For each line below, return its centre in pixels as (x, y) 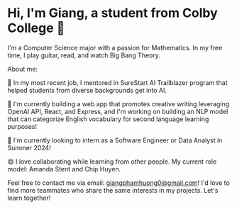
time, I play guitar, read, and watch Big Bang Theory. (84, 55)
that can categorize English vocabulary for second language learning (108, 119)
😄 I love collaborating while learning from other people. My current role (112, 162)
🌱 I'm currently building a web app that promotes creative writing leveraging (118, 103)
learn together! (29, 198)
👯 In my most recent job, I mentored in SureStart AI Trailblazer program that (117, 82)
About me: (22, 69)
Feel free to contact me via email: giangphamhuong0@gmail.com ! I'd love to (119, 183)
